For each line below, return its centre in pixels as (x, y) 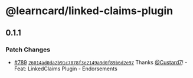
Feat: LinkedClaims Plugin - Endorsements (66, 69)
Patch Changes (28, 50)
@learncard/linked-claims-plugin (89, 11)
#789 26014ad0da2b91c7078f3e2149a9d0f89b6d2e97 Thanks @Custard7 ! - (101, 62)
